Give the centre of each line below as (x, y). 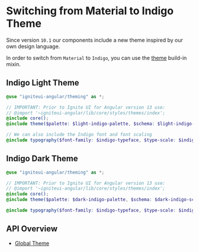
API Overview (32, 229)
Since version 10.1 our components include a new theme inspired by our (95, 40)
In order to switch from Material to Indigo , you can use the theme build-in (97, 58)
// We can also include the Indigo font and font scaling (79, 135)
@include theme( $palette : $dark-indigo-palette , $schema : (79, 200)
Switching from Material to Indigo (90, 11)
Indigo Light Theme (43, 83)
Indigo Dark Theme (42, 159)
